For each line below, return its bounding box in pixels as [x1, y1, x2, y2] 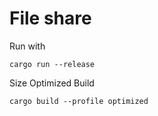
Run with [9, 40, 46, 52]
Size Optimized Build [9, 77, 95, 89]
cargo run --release [9, 59, 96, 69]
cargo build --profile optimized [9, 96, 149, 106]
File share [9, 7, 92, 30]
